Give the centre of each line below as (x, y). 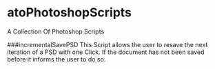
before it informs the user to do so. (57, 59)
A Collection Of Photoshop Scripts (56, 31)
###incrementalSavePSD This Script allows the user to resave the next (107, 44)
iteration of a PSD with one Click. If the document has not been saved (106, 52)
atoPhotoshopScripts (70, 13)
